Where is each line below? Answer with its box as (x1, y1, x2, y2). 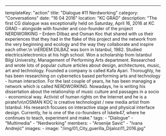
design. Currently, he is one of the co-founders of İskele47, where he (5, 110, 146, 115)
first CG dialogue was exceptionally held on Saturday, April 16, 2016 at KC (5, 20, 155, 26)
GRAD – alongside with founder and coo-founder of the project (5, 26, 133, 31)
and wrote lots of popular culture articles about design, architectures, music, (5, 62, 161, 68)
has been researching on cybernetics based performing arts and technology (5, 73, 161, 79)
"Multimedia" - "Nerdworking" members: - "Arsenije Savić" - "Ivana (5, 120, 143, 126)
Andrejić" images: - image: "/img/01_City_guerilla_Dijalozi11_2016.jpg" (5, 126, 146, 131)
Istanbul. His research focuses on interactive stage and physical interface (5, 104, 155, 110)
